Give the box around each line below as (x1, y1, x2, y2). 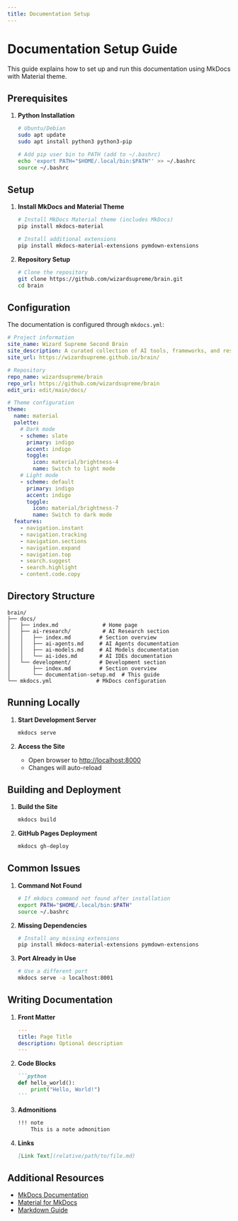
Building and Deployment (7, 784, 122, 796)
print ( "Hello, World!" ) (30, 1086, 101, 1093)
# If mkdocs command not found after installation (17, 895, 171, 902)
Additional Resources (7, 1171, 104, 1184)
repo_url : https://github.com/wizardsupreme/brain (7, 380, 160, 387)
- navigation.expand (20, 544, 81, 552)
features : (13, 518, 42, 525)
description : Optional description (17, 1039, 123, 1047)
